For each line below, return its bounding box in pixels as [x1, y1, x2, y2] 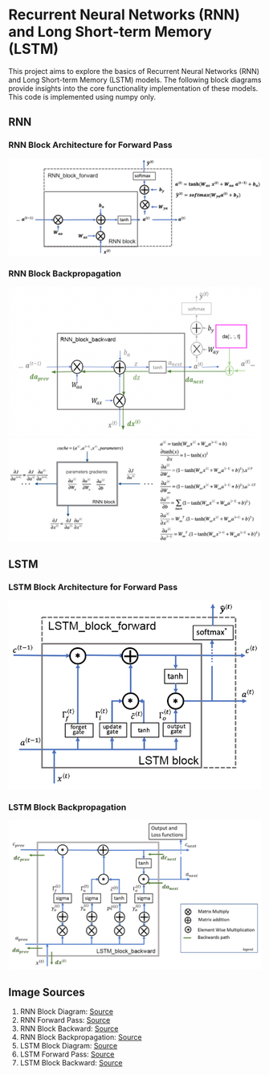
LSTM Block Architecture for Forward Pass [8, 581, 178, 593]
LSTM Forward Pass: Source [19, 1049, 115, 1059]
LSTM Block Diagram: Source [19, 1040, 118, 1050]
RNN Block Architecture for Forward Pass [8, 139, 173, 150]
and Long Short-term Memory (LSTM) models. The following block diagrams [8, 75, 262, 84]
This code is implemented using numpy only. [8, 92, 157, 101]
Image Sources [8, 985, 86, 999]
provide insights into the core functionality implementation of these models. [8, 83, 259, 93]
